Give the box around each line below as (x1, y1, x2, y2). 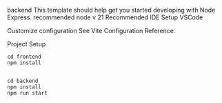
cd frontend (7, 53, 41, 60)
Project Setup (7, 40, 46, 48)
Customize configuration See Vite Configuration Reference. (7, 27, 176, 35)
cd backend (7, 77, 39, 84)
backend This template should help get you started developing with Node (7, 6, 216, 14)
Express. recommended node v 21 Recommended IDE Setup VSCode (7, 13, 203, 21)
